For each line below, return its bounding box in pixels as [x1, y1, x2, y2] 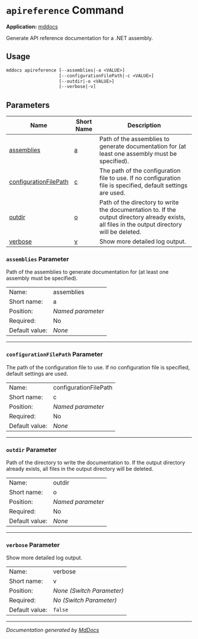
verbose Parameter [6, 540, 60, 549]
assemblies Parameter [6, 255, 70, 263]
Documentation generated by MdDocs [6, 627, 99, 634]
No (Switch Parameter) [52, 597, 117, 605]
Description [127, 122, 161, 130]
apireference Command [6, 4, 124, 17]
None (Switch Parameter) [52, 586, 124, 595]
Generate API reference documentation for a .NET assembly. [6, 34, 153, 41]
